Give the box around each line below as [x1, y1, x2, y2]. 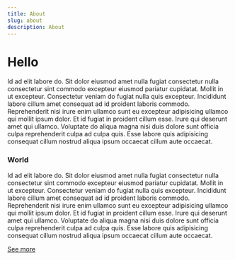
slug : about [7, 17, 42, 24]
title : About [7, 10, 46, 18]
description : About [7, 23, 65, 30]
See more [7, 244, 36, 253]
